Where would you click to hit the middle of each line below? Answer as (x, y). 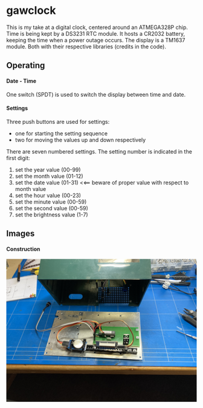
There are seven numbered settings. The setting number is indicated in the (99, 151)
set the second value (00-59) (52, 208)
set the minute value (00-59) (51, 202)
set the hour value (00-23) (48, 195)
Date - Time (21, 81)
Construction (23, 249)
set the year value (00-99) (48, 169)
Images (21, 234)
